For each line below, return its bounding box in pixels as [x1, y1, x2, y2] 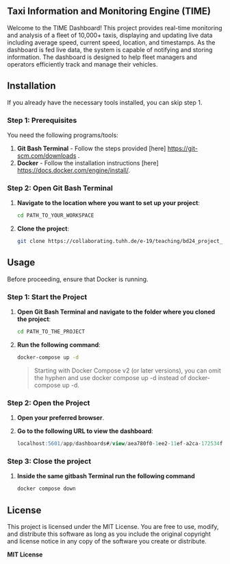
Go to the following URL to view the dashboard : [16, 427, 154, 435]
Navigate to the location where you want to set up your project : [16, 199, 201, 207]
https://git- [167, 144, 199, 152]
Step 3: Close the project [7, 456, 91, 466]
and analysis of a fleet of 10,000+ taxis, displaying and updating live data [7, 31, 213, 39]
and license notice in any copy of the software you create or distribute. [7, 537, 207, 545]
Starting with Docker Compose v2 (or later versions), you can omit [34, 366, 221, 375]
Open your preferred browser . [16, 414, 105, 422]
